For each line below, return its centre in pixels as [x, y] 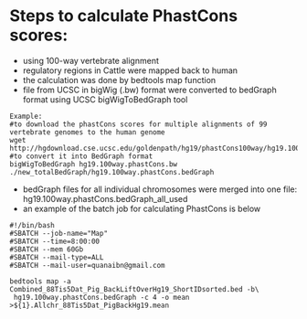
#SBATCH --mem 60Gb [47, 249]
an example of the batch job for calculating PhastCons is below [142, 208]
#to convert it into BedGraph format [81, 156]
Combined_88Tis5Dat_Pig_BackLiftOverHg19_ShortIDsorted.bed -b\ [134, 289]
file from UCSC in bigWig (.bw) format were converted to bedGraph [149, 90]
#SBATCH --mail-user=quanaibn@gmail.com [88, 265]
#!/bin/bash [32, 225]
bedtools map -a [40, 281]
